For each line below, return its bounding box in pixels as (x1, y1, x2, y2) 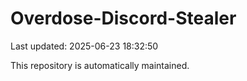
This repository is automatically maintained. (10, 59, 190, 71)
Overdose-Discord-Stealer (10, 7, 237, 30)
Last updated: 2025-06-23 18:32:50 (10, 40, 159, 52)
